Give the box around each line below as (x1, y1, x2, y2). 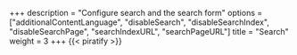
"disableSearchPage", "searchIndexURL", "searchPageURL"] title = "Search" (9, 27, 290, 36)
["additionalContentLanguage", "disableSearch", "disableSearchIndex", (9, 17, 269, 27)
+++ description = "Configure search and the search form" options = (9, 8, 263, 18)
